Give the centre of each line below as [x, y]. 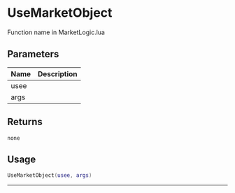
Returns [25, 122]
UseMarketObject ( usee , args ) [50, 176]
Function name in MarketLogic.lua [56, 32]
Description [58, 73]
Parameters [33, 54]
